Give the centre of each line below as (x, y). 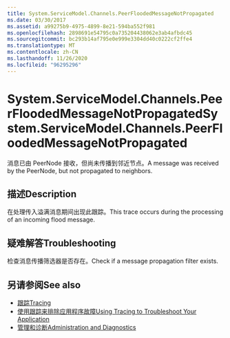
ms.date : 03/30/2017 (37, 20)
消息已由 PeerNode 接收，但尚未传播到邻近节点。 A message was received (113, 163)
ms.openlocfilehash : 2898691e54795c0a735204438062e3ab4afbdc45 (100, 33)
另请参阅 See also (44, 285)
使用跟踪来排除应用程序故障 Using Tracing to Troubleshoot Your (107, 311)
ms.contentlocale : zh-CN (43, 52)
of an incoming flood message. (51, 220)
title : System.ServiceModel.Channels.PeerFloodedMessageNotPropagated (111, 13)
